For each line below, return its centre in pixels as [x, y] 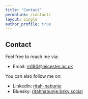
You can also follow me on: [34, 76]
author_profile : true [28, 24]
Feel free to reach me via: [32, 57]
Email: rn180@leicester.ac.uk [43, 67]
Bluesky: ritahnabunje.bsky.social [48, 91]
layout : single [21, 19]
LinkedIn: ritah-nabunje [37, 86]
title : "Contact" [24, 10]
